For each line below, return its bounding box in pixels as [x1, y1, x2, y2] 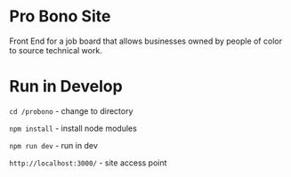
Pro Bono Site [9, 6, 111, 27]
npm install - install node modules [9, 123, 138, 133]
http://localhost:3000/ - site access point [9, 157, 167, 168]
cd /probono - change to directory [9, 105, 133, 117]
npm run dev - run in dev [9, 140, 98, 150]
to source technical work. [9, 44, 102, 55]
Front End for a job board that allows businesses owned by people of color [9, 36, 283, 46]
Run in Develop [9, 76, 123, 97]
